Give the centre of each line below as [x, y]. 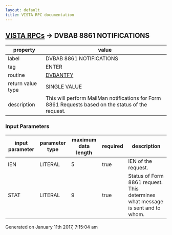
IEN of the [140, 161]
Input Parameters [27, 126]
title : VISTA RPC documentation [40, 15]
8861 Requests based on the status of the [96, 104]
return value [23, 83]
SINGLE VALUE [64, 87]
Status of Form [146, 176]
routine [16, 75]
